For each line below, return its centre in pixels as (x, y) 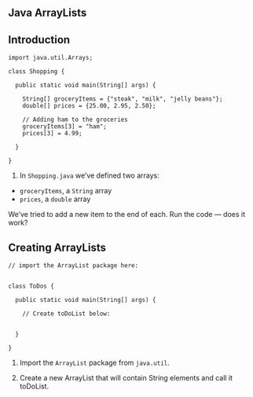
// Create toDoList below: (66, 314)
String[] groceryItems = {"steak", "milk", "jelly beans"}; (123, 99)
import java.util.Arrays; (50, 58)
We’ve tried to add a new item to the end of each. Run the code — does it (127, 215)
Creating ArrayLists (57, 247)
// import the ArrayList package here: (73, 266)
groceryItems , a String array (66, 191)
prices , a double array (55, 199)
